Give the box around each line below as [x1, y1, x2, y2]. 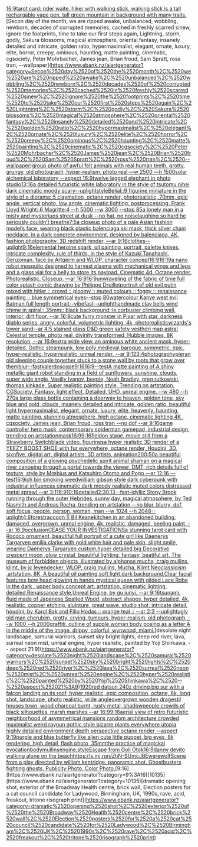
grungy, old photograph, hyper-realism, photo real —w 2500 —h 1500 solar [6, 168, 187, 175]
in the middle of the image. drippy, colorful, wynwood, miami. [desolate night [6, 627, 192, 634]
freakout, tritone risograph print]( [6, 796, 87, 803]
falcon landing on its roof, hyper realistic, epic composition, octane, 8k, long [6, 690, 190, 696]
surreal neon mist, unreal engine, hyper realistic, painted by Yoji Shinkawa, [6, 640, 187, 646]
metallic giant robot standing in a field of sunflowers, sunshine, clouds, [6, 369, 178, 376]
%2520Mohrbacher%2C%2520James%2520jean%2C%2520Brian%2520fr [6, 150, 192, 156]
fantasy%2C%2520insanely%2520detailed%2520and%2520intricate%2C [6, 118, 187, 125]
